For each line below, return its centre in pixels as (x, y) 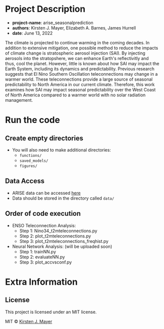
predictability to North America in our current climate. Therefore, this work (80, 84)
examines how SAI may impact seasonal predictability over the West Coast (80, 90)
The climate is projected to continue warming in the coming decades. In (77, 42)
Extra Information (41, 282)
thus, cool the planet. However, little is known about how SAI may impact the (82, 63)
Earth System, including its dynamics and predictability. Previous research (80, 69)
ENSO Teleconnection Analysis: (44, 225)
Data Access (25, 181)
